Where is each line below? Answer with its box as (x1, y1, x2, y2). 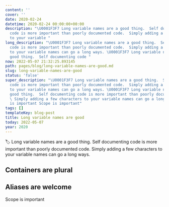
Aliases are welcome (5, 183, 72, 191)
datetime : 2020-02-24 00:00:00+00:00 (5, 21, 84, 27)
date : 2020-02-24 (5, 17, 42, 22)
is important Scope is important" (10, 101, 82, 106)
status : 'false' (5, 73, 39, 78)
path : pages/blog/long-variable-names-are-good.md (5, 63, 114, 68)
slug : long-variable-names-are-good (5, 68, 82, 74)
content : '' (5, 7, 30, 13)
